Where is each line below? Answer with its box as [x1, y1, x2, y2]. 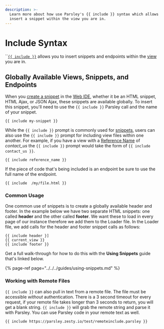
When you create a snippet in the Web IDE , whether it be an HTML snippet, [5, 94, 157, 99]
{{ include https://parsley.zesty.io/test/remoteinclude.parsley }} [5, 319, 148, 324]
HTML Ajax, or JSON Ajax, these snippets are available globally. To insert [5, 99, 153, 105]
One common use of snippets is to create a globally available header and [5, 203, 152, 209]
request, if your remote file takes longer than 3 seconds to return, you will [5, 299, 154, 305]
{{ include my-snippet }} [5, 118, 58, 124]
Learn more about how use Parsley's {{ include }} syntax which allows [9, 12, 159, 17]
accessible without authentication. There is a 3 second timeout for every [5, 294, 151, 300]
